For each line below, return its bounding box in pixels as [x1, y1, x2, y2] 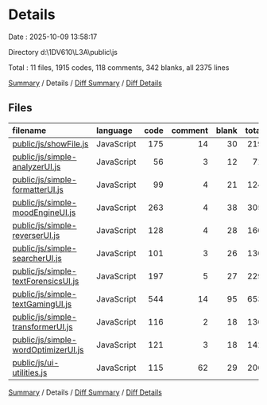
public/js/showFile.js [12, 138, 89, 149]
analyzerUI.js [12, 161, 61, 172]
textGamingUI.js [12, 298, 72, 310]
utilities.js [12, 367, 48, 378]
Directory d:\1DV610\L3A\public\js [8, 47, 118, 56]
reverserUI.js [12, 229, 60, 240]
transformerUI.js [12, 321, 73, 332]
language [96, 125, 133, 136]
